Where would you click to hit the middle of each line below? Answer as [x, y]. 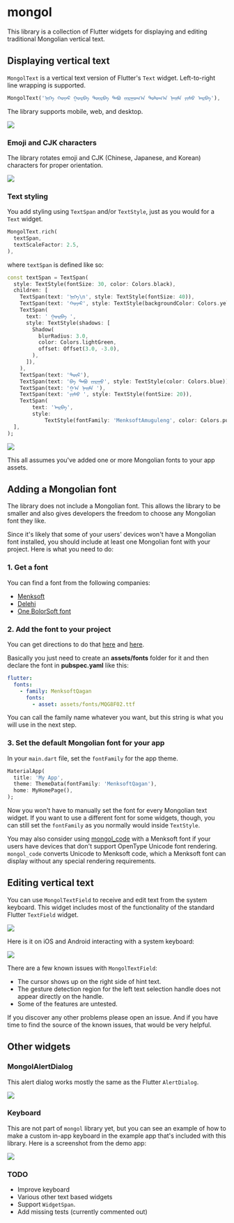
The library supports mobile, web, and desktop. [75, 111]
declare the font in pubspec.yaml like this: [68, 665]
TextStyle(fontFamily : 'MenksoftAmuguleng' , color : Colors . [133, 420]
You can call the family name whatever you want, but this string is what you [116, 718]
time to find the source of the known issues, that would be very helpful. [109, 1025]
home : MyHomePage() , [43, 790]
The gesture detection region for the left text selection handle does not [119, 989]
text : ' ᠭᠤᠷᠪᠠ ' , [51, 316]
